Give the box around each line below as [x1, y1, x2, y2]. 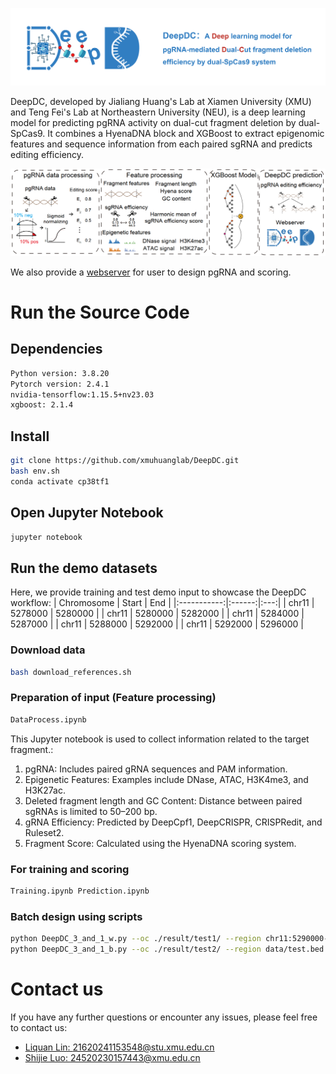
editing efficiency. [10, 148, 85, 160]
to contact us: [10, 1021, 68, 1033]
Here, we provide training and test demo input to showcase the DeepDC [10, 586, 307, 598]
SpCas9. [10, 127, 46, 139]
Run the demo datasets [10, 559, 158, 577]
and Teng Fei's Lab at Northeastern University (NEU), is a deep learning [10, 106, 306, 118]
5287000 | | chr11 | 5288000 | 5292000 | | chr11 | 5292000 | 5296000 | [10, 618, 305, 630]
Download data [10, 643, 86, 657]
